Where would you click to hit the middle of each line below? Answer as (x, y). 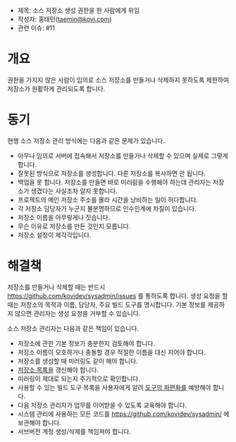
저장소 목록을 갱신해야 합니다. (58, 369)
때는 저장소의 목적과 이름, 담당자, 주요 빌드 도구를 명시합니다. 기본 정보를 (107, 305)
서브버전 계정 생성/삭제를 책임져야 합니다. (74, 431)
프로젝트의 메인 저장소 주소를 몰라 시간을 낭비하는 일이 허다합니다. (108, 199)
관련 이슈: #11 (36, 28)
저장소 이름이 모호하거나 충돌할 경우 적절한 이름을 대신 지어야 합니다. (111, 352)
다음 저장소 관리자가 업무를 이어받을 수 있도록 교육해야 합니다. (102, 405)
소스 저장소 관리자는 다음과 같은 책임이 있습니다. (73, 328)
